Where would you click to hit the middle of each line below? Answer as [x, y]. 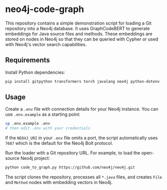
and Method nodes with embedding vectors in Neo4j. [59, 182]
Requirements [27, 60]
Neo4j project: [35, 158]
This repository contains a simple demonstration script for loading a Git [78, 23]
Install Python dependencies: [35, 72]
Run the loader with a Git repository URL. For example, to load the [73, 153]
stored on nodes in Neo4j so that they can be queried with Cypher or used [82, 39]
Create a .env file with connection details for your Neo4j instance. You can [82, 109]
